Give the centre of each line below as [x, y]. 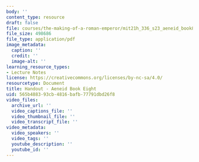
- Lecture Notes [26, 72]
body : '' [17, 12]
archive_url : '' [31, 105]
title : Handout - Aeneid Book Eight [51, 89]
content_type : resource [36, 17]
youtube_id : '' [30, 150]
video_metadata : [26, 128]
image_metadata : [26, 45]
